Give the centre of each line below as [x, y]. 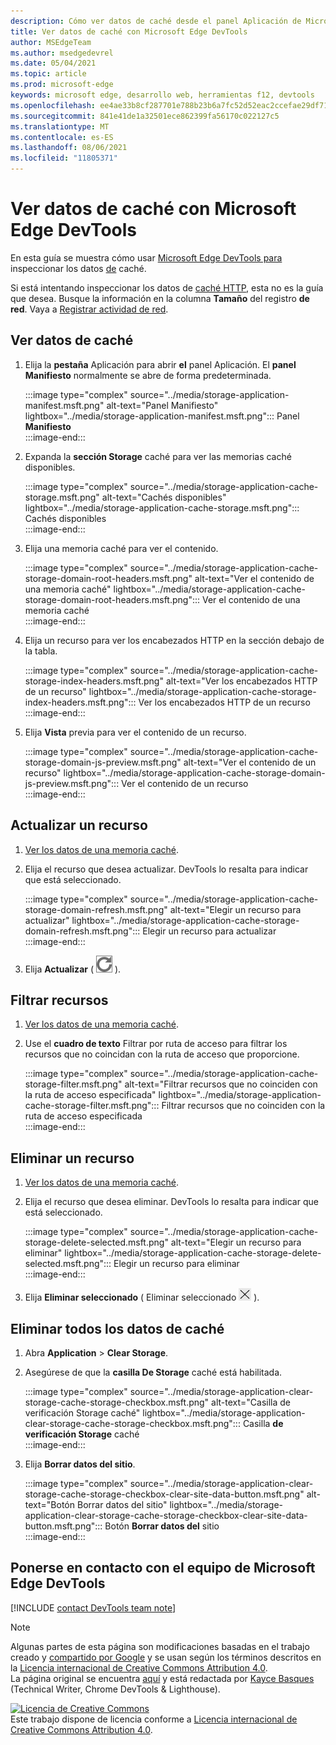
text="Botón [50, 1504]
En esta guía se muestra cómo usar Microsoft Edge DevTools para [146, 257]
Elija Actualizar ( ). [73, 969]
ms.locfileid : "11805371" [64, 158]
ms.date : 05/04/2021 [53, 63]
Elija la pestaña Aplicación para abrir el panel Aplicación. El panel [160, 364]
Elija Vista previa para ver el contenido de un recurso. [135, 732]
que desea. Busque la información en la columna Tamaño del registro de [160, 298]
